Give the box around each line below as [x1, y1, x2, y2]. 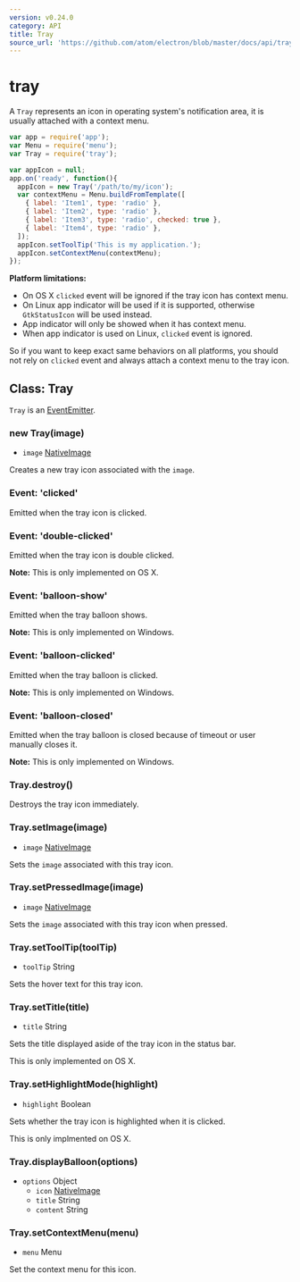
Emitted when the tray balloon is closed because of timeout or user [9, 729, 256, 740]
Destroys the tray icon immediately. [9, 799, 140, 809]
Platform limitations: [9, 273, 87, 284]
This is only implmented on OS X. [9, 1133, 131, 1144]
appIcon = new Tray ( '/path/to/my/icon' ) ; [17, 182, 174, 191]
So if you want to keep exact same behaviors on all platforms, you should [9, 346, 279, 356]
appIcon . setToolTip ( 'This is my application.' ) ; [17, 240, 202, 249]
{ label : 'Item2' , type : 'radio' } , [25, 207, 162, 216]
